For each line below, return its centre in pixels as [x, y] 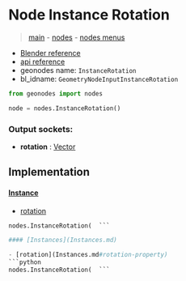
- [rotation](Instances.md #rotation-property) [88, 255]
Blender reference [50, 53]
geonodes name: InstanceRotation [78, 70]
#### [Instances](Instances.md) [63, 241]
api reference [42, 62]
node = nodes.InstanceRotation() [65, 108]
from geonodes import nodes [56, 94]
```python [25, 262]
